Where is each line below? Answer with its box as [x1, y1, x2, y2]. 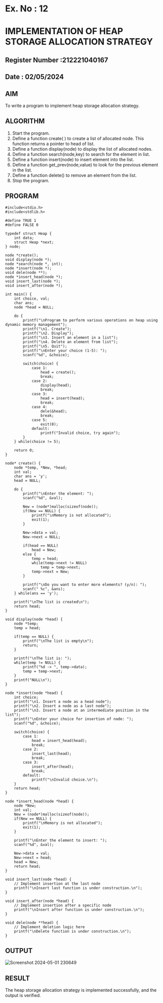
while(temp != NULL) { [14, 660, 61, 665]
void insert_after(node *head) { [5, 898, 74, 903]
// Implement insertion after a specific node [14, 902, 112, 908]
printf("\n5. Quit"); [23, 344, 68, 349]
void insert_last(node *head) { [5, 877, 72, 882]
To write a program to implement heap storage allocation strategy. [5, 103, 140, 108]
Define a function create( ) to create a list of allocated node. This [12, 135, 144, 141]
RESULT [5, 974, 30, 982]
